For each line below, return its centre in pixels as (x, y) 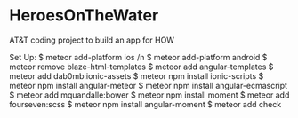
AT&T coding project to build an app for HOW (92, 40)
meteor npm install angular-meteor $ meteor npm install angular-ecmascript (148, 85)
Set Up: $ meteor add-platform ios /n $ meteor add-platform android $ (138, 57)
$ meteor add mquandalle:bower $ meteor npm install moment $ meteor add (149, 95)
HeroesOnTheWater (84, 16)
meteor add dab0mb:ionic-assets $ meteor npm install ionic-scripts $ (137, 75)
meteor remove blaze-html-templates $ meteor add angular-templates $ (141, 67)
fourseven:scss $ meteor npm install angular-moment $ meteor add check (145, 104)
